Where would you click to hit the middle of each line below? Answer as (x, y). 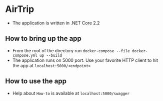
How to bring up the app (43, 39)
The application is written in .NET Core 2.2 (56, 23)
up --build (51, 55)
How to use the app (36, 81)
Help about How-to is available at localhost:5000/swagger (71, 93)
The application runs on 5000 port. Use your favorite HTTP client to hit (85, 60)
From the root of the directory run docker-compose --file (71, 50)
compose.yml (25, 55)
